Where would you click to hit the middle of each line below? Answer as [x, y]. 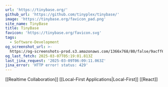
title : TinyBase [22, 28]
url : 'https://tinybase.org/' [37, 10]
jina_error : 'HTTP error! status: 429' [47, 65]
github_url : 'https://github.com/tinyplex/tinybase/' [62, 14]
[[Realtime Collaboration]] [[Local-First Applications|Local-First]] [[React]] [81, 80]
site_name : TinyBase [27, 24]
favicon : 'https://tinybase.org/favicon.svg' [53, 33]
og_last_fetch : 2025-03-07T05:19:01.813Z [49, 56]
